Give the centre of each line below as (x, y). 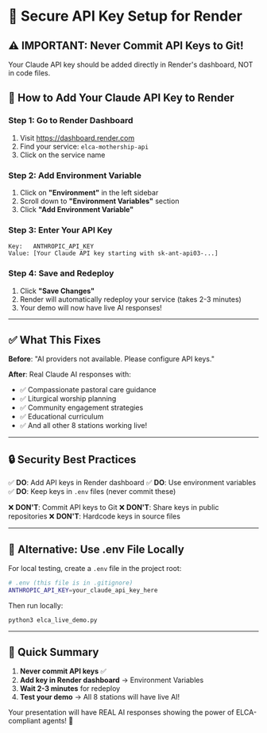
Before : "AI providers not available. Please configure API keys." (111, 359)
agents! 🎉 (58, 721)
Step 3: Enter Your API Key (60, 230)
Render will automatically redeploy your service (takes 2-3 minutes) (131, 299)
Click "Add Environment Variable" (77, 209)
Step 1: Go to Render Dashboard (71, 121)
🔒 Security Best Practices (72, 459)
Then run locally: (36, 605)
